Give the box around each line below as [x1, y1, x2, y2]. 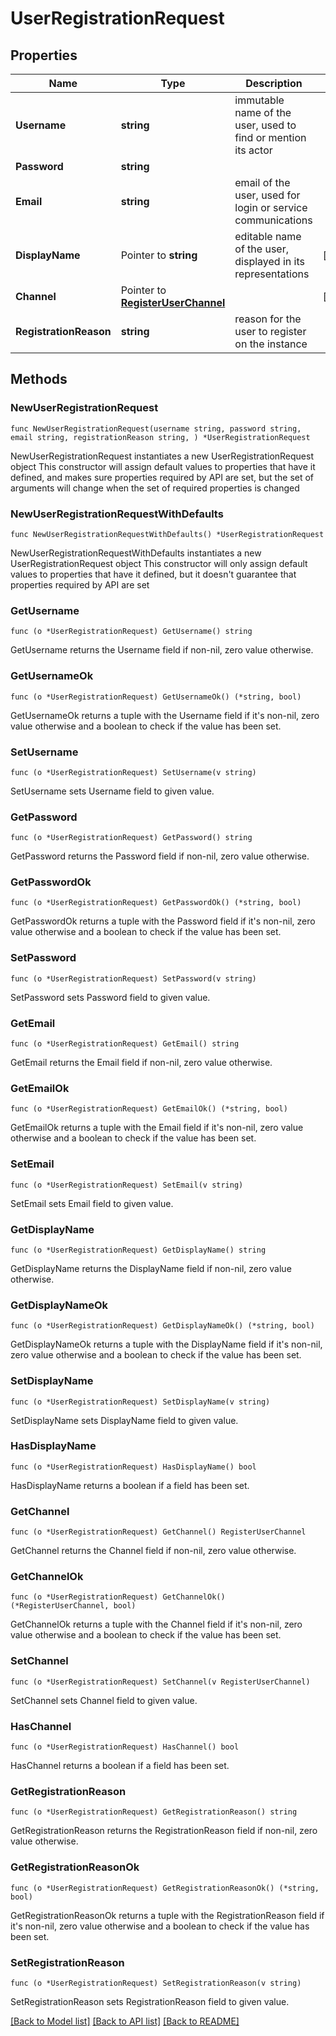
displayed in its [234, 255, 305, 268]
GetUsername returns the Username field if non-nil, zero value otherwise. [10, 644, 314, 656]
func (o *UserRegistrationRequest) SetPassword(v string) [10, 973, 257, 984]
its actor [234, 143, 273, 157]
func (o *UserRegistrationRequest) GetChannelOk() [10, 1592, 226, 1602]
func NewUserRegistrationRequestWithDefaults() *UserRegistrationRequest [10, 529, 325, 539]
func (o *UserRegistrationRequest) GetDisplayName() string [10, 1245, 267, 1255]
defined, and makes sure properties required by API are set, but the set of [10, 471, 315, 483]
